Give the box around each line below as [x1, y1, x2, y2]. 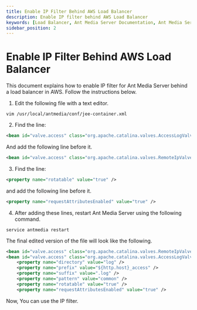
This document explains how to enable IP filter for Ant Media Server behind [6, 82, 188, 89]
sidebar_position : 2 [6, 25, 57, 31]
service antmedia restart [6, 227, 69, 232]
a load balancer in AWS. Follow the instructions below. [6, 89, 137, 96]
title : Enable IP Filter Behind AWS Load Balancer [6, 8, 133, 15]
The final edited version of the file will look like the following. [6, 237, 152, 244]
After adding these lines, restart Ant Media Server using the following [14, 209, 182, 216]
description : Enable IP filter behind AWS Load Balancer [6, 14, 148, 20]
